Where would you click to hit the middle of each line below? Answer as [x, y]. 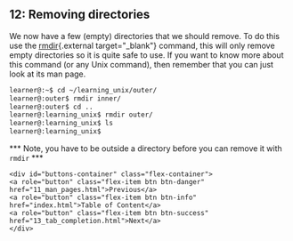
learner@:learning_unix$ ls [61, 124]
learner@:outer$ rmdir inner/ [65, 98]
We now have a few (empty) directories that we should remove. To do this [145, 36]
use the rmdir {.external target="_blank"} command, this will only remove [142, 45]
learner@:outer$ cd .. [51, 107]
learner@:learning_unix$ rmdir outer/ [81, 115]
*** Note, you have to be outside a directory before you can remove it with [146, 149]
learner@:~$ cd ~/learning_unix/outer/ [83, 90]
